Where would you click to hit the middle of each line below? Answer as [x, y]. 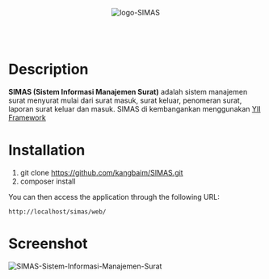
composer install [48, 181]
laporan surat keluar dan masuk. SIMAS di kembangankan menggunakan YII [134, 108]
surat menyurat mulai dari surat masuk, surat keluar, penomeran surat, [125, 100]
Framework [27, 117]
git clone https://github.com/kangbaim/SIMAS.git [101, 172]
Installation [47, 150]
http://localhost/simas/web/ [57, 211]
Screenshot [48, 244]
